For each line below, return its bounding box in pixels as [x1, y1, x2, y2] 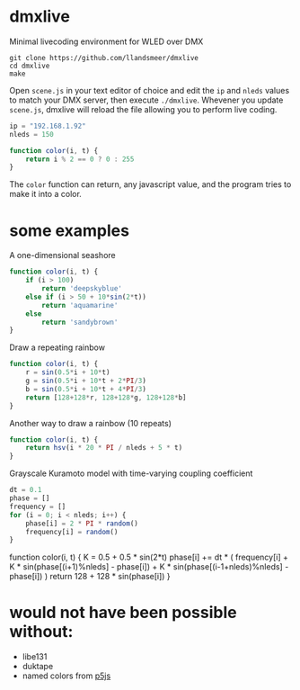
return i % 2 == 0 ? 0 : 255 [25, 155, 135, 164]
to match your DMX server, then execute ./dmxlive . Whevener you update [9, 94, 284, 105]
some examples [9, 220, 130, 240]
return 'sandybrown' [41, 318, 119, 327]
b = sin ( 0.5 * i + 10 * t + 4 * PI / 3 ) [25, 384, 146, 393]
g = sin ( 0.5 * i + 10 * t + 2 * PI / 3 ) [25, 376, 146, 385]
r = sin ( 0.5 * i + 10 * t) [25, 368, 110, 377]
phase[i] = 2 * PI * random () [25, 519, 139, 528]
